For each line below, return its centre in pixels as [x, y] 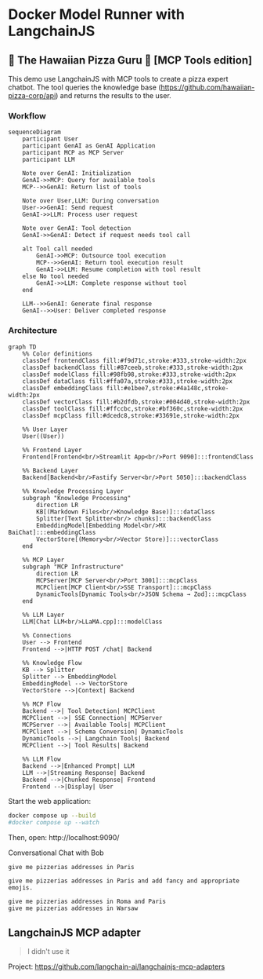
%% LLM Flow [41, 759]
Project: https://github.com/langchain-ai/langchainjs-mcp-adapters [117, 966]
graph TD [22, 347]
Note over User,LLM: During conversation [90, 201]
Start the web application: [50, 801]
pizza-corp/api [32, 95]
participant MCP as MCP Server [73, 153]
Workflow [27, 115]
